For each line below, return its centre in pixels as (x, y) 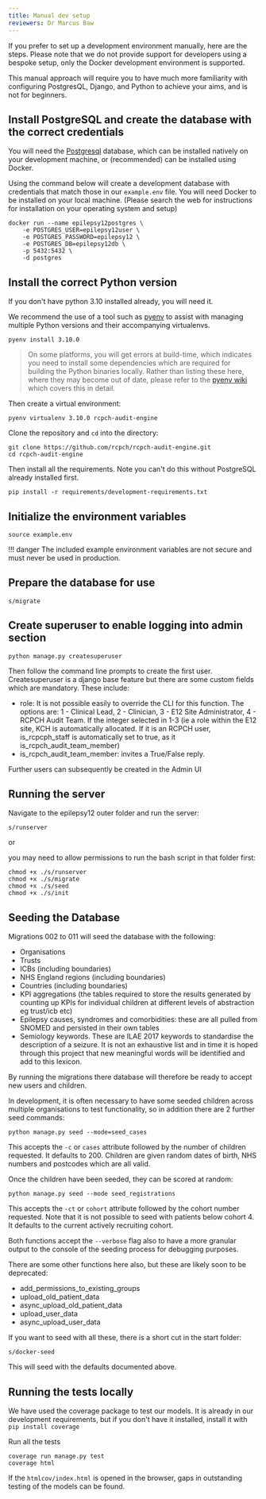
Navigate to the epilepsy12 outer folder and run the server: (104, 813)
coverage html (32, 1463)
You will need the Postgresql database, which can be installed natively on (128, 151)
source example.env (40, 534)
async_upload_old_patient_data (71, 1305)
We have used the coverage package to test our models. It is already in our (131, 1411)
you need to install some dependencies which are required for (129, 363)
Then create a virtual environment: (65, 404)
